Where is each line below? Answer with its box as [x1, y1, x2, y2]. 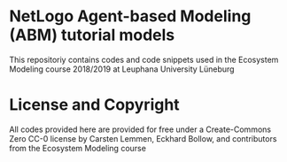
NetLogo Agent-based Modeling [9, 6, 252, 27]
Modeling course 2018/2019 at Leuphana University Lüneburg [9, 64, 235, 74]
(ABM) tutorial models [9, 25, 175, 45]
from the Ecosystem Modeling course [9, 143, 146, 153]
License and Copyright [9, 95, 180, 115]
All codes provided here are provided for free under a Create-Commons [9, 124, 272, 135]
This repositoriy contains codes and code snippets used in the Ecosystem [9, 54, 279, 65]
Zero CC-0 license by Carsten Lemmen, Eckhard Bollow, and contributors [9, 133, 277, 143]
